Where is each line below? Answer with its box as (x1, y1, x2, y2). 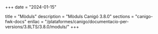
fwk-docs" (5, 19, 27, 24)
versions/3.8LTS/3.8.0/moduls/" (5, 24, 70, 30)
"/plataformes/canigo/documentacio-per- (45, 19, 129, 24)
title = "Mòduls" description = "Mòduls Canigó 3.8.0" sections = (5, 14, 134, 19)
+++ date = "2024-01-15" (5, 4, 57, 10)
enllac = (27, 19, 44, 24)
